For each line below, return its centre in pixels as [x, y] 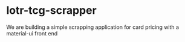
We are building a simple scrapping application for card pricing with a [93, 27]
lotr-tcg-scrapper [51, 10]
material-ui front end [32, 33]
